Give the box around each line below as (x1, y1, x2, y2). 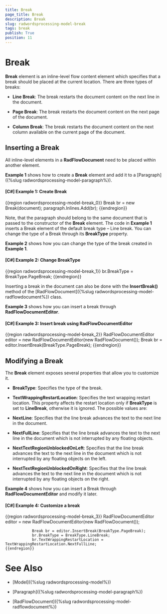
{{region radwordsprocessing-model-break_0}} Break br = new (5, 200, 135, 206)
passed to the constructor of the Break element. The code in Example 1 (5, 220, 152, 226)
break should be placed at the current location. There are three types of (5, 79, 153, 85)
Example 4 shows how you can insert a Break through (5, 486, 117, 492)
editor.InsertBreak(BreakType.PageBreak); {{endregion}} (5, 342, 121, 348)
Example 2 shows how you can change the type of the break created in (5, 240, 152, 246)
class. (50, 294, 62, 300)
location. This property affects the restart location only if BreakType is (12, 400, 157, 406)
